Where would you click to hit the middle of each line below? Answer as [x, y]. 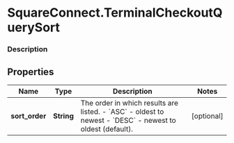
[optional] [207, 116]
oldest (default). [107, 128]
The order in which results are [130, 103]
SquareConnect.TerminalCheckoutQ [115, 13]
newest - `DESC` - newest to [128, 120]
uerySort [34, 27]
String [64, 116]
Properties [31, 72]
